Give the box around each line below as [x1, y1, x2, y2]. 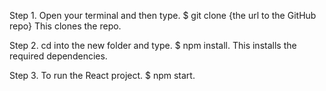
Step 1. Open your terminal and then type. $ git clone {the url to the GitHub [9, 10, 317, 21]
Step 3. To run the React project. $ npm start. [9, 70, 196, 81]
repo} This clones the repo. [9, 20, 122, 32]
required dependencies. [9, 50, 108, 62]
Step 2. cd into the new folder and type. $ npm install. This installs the [9, 40, 297, 51]
